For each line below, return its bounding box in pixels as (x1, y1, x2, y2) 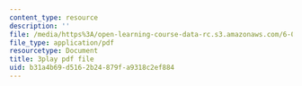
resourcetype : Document (9, 47, 99, 56)
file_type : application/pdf (9, 38, 115, 47)
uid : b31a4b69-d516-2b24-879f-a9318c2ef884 (9, 64, 175, 73)
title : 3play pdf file (9, 55, 94, 64)
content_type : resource (9, 13, 99, 22)
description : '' (9, 21, 70, 30)
